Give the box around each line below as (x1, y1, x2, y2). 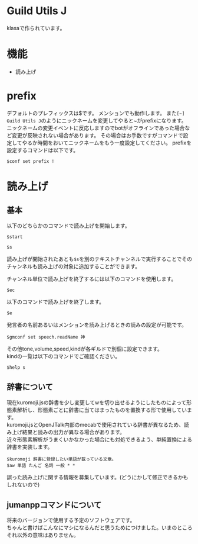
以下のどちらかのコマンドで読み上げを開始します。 (6, 222, 130, 229)
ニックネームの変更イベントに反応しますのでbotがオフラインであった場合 (6, 124, 185, 131)
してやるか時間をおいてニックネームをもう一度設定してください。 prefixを (11, 139, 192, 146)
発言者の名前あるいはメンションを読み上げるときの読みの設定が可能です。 (6, 321, 187, 328)
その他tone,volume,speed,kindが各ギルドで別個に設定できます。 (6, 345, 163, 352)
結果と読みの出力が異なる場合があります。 (22, 428, 126, 436)
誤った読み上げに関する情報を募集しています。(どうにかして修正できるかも (6, 474, 189, 481)
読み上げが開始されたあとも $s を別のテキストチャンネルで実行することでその (6, 255, 193, 262)
